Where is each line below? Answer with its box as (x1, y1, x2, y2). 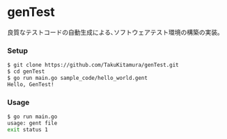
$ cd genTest (7, 68, 45, 75)
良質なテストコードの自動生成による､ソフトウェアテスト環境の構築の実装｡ (7, 28, 221, 36)
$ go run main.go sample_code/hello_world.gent (7, 74, 148, 81)
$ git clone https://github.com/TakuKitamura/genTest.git (7, 62, 179, 69)
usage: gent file (7, 120, 58, 126)
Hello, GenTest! (7, 81, 54, 88)
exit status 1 (7, 126, 49, 133)
